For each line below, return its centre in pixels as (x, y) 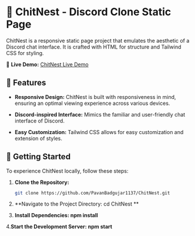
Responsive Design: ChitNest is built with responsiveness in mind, (95, 97)
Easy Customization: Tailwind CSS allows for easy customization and (99, 132)
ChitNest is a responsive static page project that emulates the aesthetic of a (98, 40)
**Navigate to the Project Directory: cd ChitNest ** (77, 204)
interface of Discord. (39, 121)
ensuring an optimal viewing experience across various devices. (92, 103)
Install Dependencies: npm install (56, 216)
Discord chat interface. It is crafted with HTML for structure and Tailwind (94, 47)
